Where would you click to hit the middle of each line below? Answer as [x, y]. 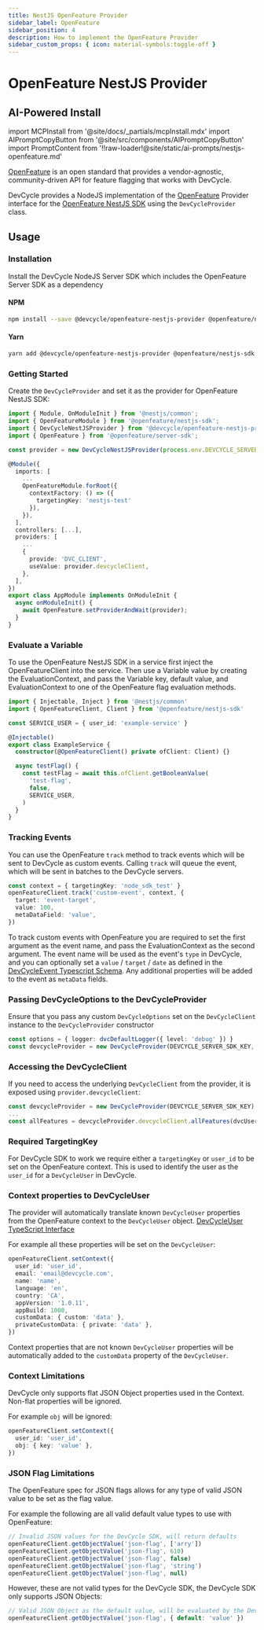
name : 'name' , [38, 1281]
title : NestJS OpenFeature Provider [68, 15]
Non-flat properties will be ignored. [65, 1401]
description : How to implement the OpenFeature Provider [103, 37]
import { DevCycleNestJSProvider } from [75, 429]
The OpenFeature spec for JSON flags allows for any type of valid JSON [125, 1490]
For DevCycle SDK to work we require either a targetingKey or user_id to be [131, 1159]
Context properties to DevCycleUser [79, 1196]
